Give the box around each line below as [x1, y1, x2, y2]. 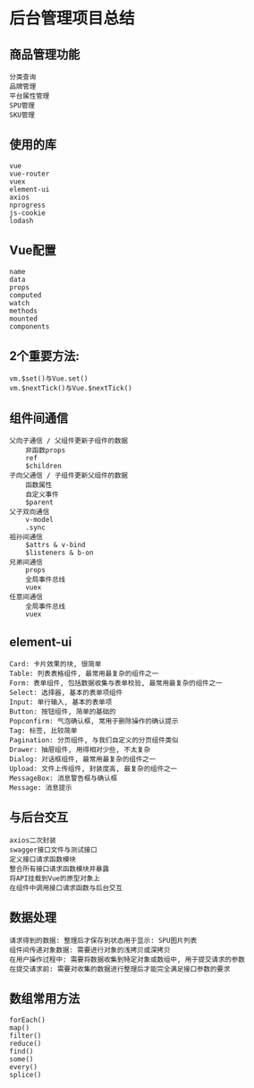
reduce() [9, 1039, 42, 1048]
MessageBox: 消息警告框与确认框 [9, 774, 118, 784]
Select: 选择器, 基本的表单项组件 [9, 689, 123, 698]
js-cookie [9, 208, 47, 218]
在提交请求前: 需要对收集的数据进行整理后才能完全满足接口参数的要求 [9, 964, 231, 973]
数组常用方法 [9, 991, 80, 1007]
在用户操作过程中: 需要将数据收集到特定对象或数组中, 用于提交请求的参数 [9, 955, 246, 964]
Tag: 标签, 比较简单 [9, 726, 78, 735]
